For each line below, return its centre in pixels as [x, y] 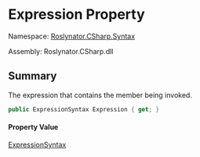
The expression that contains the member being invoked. [100, 95]
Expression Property [76, 15]
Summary [33, 76]
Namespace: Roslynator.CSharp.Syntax [72, 36]
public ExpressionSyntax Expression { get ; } [84, 109]
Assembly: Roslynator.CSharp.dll [61, 51]
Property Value [33, 127]
